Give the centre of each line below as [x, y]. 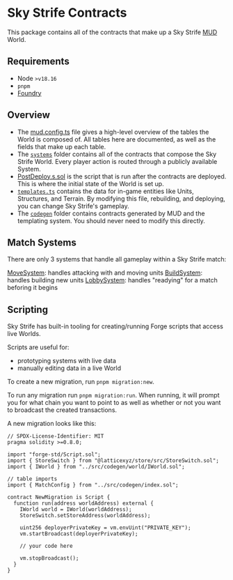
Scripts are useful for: [38, 347]
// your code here [46, 546]
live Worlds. [24, 334]
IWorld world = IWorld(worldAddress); [76, 510]
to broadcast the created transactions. [62, 410]
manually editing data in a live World [69, 368]
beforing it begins [32, 288]
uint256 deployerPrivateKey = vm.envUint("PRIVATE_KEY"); [105, 528]
